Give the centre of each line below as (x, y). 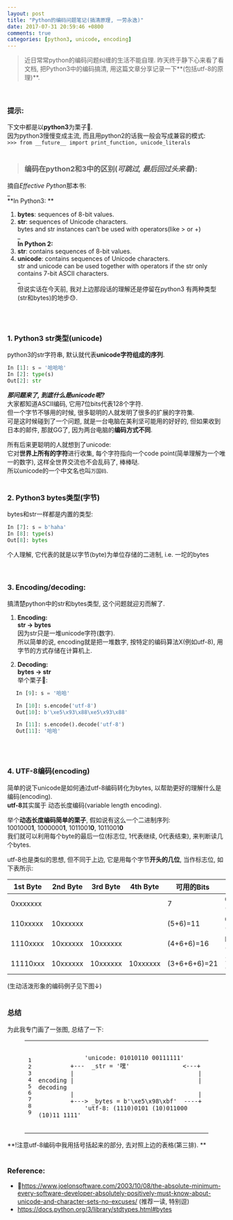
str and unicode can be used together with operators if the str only (112, 266)
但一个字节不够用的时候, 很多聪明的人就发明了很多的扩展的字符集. (101, 412)
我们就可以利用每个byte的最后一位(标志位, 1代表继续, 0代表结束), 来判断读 (112, 836)
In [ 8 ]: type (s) (31, 534)
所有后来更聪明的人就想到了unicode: (59, 444)
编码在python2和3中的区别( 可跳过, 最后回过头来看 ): (111, 169)
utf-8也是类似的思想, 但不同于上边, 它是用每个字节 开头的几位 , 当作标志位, (112, 859)
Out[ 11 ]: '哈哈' (38, 731)
